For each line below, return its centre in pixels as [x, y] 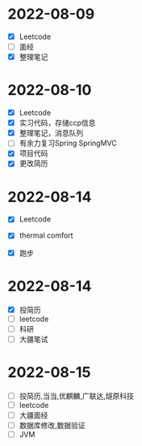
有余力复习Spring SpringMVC [68, 144]
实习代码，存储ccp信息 [57, 123]
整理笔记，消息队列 [51, 133]
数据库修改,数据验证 [52, 425]
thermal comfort [46, 235]
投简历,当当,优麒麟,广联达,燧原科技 [76, 396]
